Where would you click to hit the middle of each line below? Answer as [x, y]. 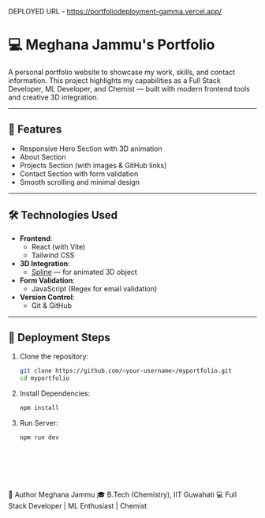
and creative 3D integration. [53, 97]
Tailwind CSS [53, 255]
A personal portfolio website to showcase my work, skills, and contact [121, 72]
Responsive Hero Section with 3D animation [91, 148]
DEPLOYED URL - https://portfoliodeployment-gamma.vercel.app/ [115, 11]
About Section [43, 156]
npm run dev [39, 437]
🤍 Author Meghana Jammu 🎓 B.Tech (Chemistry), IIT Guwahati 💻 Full [123, 494]
